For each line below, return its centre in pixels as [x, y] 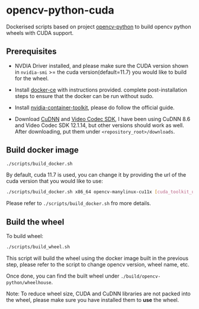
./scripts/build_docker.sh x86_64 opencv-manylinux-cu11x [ [82, 192]
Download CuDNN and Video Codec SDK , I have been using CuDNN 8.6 [102, 119]
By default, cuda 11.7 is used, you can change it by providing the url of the [96, 175]
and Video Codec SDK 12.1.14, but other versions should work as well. [99, 125]
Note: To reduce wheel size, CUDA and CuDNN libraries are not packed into [98, 294]
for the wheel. [32, 78]
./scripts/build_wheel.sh [38, 247]
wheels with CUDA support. [40, 32]
